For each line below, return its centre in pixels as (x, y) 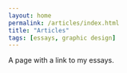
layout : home (30, 15)
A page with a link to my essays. (61, 60)
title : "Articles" (39, 30)
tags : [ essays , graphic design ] (62, 38)
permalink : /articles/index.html (64, 23)
